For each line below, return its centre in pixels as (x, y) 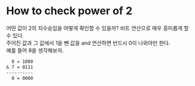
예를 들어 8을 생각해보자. (35, 50)
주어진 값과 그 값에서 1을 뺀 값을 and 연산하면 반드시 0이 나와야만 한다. (88, 43)
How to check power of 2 (69, 11)
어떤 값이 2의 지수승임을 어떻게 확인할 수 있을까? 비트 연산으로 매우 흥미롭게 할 (97, 28)
